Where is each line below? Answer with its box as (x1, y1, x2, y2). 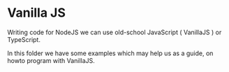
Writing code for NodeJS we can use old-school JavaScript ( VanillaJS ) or (7, 28, 222, 36)
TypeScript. (7, 35, 40, 43)
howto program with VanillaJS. (7, 56, 96, 64)
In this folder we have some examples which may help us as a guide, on (7, 49, 214, 57)
